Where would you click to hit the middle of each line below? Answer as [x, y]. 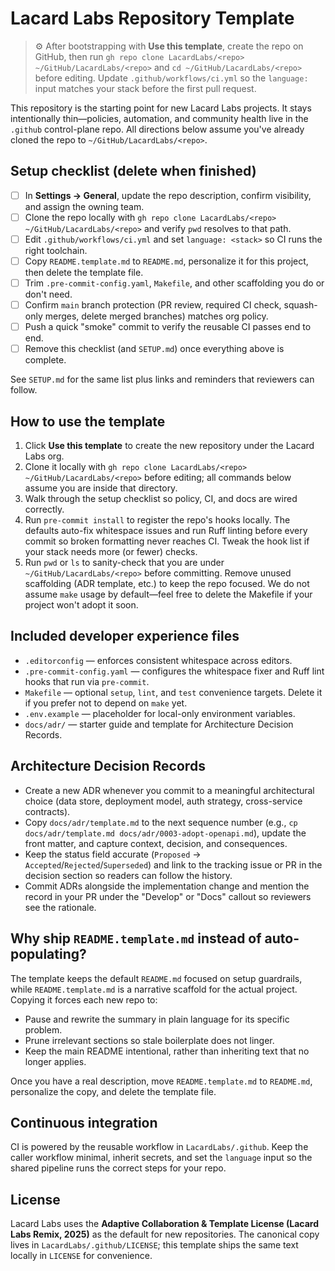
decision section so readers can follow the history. [128, 875]
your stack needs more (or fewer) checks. [111, 552]
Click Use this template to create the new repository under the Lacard [169, 446]
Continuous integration [84, 1122]
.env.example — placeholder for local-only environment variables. [160, 713]
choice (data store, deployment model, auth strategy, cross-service [163, 801]
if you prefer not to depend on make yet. [106, 703]
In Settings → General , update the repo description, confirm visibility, [168, 195]
